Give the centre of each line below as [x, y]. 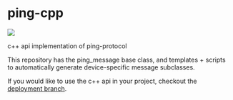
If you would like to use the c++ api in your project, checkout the [103, 81]
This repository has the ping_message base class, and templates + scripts [117, 60]
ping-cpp [36, 13]
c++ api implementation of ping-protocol [67, 46]
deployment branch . [37, 88]
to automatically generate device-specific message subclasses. [101, 67]
